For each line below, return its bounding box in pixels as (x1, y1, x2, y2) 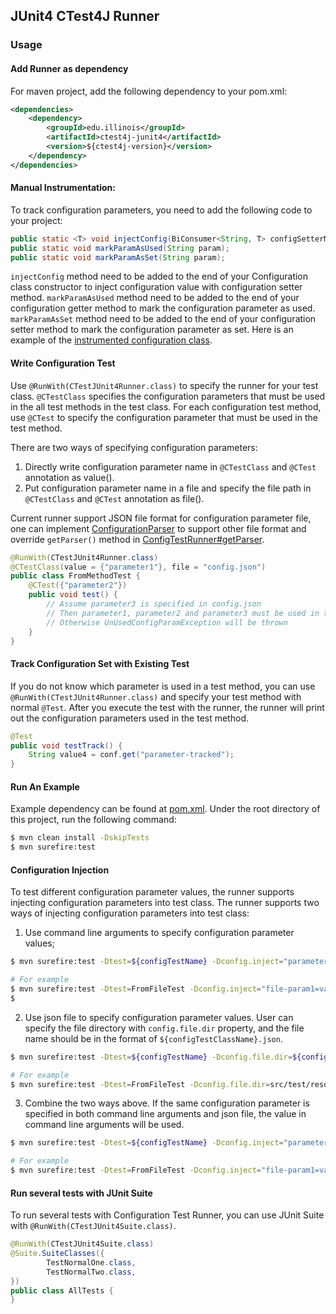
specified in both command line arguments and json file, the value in (24, 1108, 307, 1120)
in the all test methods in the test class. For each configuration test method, (10, 400, 322, 413)
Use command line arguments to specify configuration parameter (24, 927, 295, 939)
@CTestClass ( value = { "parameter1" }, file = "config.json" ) (10, 562, 267, 572)
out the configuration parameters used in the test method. (10, 712, 249, 724)
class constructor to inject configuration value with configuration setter (10, 281, 303, 293)
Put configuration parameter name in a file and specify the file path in (24, 482, 312, 494)
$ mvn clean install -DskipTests (10, 833, 150, 843)
